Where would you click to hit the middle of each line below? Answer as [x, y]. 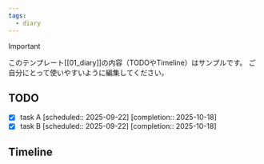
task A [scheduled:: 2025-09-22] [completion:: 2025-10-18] [118, 118]
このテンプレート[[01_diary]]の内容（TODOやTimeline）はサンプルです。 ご [132, 62]
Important [24, 46]
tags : [17, 16]
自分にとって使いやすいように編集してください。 [88, 72]
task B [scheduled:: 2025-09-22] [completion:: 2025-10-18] [118, 126]
